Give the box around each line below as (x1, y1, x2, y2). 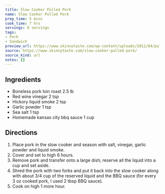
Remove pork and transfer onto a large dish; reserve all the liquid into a (12, 157, 156, 163)
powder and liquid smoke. (12, 146, 65, 152)
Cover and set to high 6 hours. (12, 152, 74, 158)
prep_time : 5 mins (5, 16, 43, 21)
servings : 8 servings (5, 25, 50, 30)
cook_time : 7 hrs (5, 21, 41, 26)
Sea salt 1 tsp (12, 109, 39, 115)
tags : (5, 30, 16, 35)
